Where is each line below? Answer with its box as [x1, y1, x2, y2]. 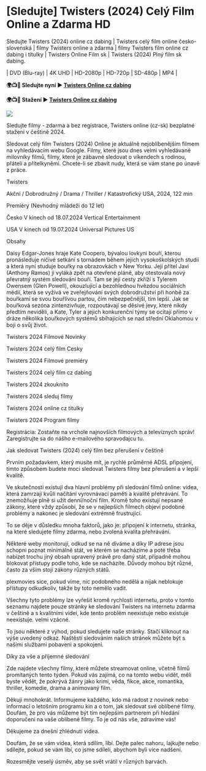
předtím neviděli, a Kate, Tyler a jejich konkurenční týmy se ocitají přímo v [6, 308, 193, 316]
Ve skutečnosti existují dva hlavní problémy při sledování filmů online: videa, [6, 483, 199, 490]
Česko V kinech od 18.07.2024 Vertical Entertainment [6, 214, 140, 221]
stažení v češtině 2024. [6, 128, 66, 136]
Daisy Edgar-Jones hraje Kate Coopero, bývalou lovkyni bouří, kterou [6, 249, 181, 257]
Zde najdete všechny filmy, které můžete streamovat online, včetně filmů [6, 664, 190, 672]
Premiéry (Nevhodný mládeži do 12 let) [6, 201, 105, 209]
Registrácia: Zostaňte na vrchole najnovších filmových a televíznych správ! [6, 428, 195, 435]
